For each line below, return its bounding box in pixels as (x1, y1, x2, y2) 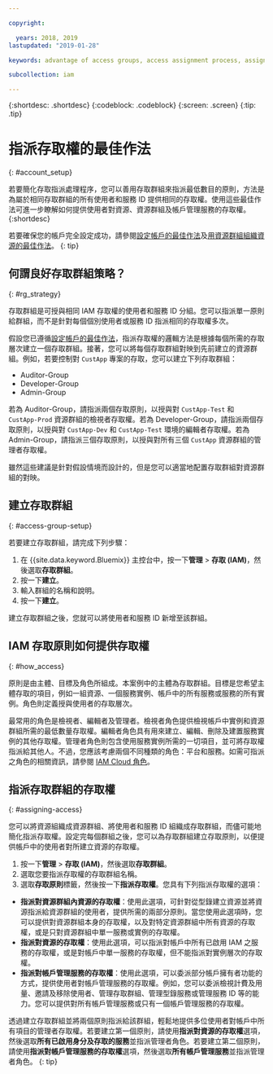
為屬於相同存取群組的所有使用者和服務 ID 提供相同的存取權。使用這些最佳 (8, 195, 254, 205)
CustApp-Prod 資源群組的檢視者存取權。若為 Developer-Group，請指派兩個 (8, 414, 257, 424)
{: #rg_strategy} (8, 288, 61, 298)
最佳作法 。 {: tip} (22, 241, 80, 251)
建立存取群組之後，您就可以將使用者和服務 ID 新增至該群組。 (8, 613, 212, 623)
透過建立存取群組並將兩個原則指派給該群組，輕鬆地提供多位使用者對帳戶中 (8, 1016, 258, 1026)
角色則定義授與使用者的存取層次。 (22, 698, 136, 708)
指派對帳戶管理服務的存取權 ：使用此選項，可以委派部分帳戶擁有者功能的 (19, 968, 262, 978)
